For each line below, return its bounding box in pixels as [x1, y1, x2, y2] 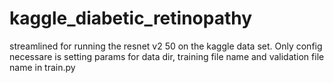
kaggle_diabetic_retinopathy [9, 7, 253, 30]
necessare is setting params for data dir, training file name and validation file [9, 50, 325, 62]
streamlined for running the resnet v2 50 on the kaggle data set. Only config [9, 40, 323, 52]
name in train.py [9, 61, 76, 73]
